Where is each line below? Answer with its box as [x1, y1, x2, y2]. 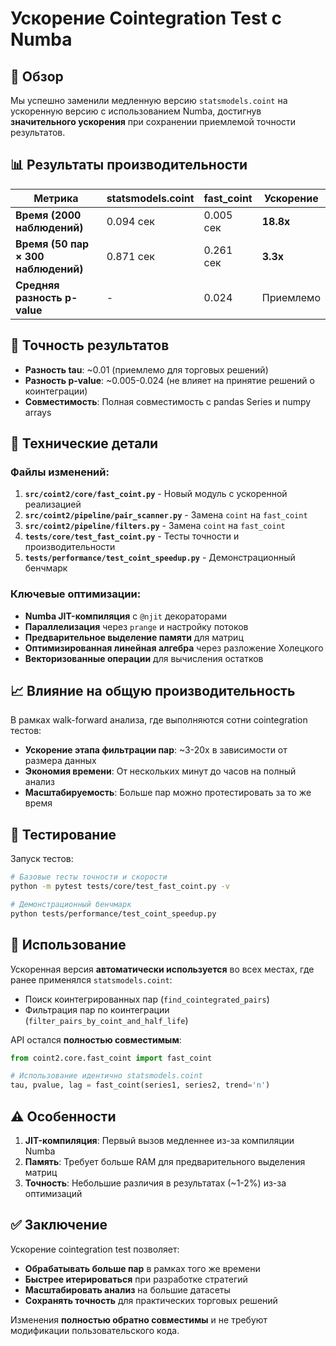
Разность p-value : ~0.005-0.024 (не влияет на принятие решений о [24, 374, 315, 386]
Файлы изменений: [10, 465, 110, 479]
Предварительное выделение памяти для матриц [24, 631, 244, 643]
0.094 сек [106, 214, 155, 228]
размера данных [24, 755, 97, 767]
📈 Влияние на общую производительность [10, 683, 296, 699]
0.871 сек [106, 249, 155, 263]
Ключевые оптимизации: [10, 587, 142, 601]
